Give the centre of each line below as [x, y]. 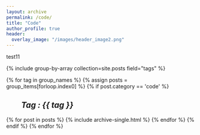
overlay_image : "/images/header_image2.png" [68, 40]
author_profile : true [33, 28]
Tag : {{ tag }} [47, 105]
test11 [13, 57]
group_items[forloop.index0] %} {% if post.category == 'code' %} [88, 86]
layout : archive [26, 12]
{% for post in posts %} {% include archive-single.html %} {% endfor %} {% [100, 119]
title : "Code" [24, 23]
